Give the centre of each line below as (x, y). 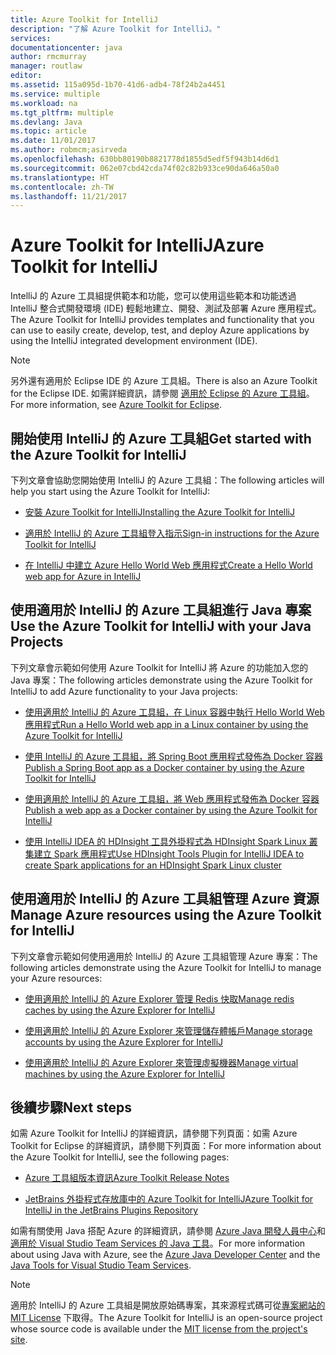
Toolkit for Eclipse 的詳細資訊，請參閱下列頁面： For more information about (166, 1146)
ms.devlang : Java (46, 122)
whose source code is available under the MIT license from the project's (159, 1329)
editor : (26, 76)
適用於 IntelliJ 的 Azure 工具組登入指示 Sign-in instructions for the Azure (172, 533)
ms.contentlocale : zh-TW (62, 187)
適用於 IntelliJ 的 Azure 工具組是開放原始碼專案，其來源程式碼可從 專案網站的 (168, 1305)
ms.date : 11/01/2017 (53, 141)
